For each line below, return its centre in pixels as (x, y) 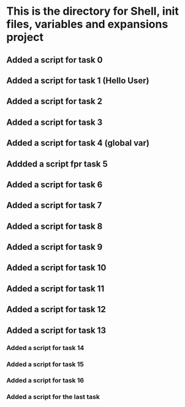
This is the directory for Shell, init (92, 11)
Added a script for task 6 (55, 185)
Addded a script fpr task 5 (57, 164)
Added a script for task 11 (55, 289)
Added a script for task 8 (55, 226)
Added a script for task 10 (56, 268)
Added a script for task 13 (56, 330)
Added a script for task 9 (55, 247)
